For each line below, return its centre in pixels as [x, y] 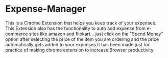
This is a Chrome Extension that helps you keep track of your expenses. [81, 23]
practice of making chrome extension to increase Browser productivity [79, 50]
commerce [17, 34]
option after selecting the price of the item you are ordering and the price [82, 39]
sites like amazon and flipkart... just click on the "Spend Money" [96, 34]
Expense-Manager [46, 9]
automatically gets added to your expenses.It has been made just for [77, 44]
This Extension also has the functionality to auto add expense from [76, 28]
